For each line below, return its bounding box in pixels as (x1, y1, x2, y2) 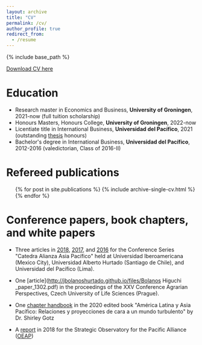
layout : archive (6, 8, 47, 15)
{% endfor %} (14, 192, 50, 199)
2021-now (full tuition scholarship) (14, 112, 101, 119)
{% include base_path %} (6, 54, 70, 60)
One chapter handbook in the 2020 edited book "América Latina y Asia (14, 301, 191, 308)
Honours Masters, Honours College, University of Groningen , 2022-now (14, 119, 197, 126)
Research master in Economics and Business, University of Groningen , (14, 106, 193, 113)
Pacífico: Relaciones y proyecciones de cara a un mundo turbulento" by (14, 308, 194, 315)
